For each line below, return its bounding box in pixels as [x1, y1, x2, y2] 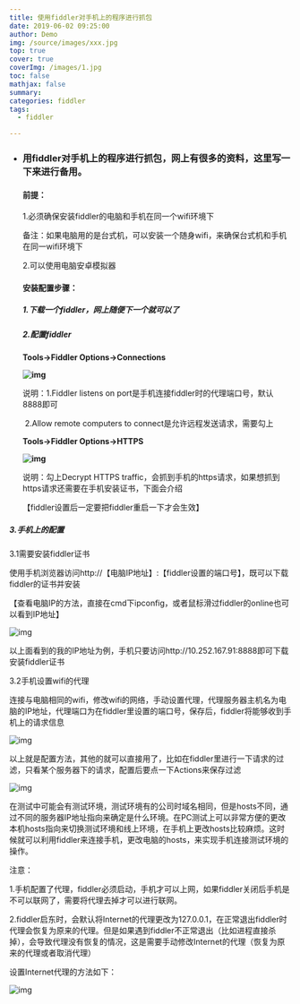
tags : [9, 105, 30, 114]
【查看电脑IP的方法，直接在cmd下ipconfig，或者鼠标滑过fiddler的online [9, 597, 274, 609]
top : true [9, 47, 47, 56]
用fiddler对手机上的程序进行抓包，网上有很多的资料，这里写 [21, 152, 282, 165]
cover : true [9, 55, 54, 64]
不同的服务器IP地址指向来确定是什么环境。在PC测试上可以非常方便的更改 [16, 812, 287, 823]
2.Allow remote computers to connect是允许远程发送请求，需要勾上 [24, 418, 274, 429]
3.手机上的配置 [9, 524, 64, 535]
